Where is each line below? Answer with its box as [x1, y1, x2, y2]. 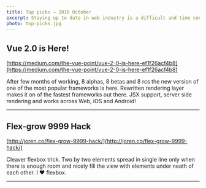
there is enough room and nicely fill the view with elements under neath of [6, 162, 194, 170]
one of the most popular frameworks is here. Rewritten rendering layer [6, 84, 185, 92]
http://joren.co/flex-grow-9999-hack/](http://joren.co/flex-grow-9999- [8, 138, 188, 144]
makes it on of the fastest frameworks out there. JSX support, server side [6, 91, 192, 98]
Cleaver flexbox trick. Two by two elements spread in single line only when [6, 156, 195, 163]
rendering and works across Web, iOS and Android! [6, 98, 136, 105]
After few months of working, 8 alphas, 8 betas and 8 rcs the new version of [6, 78, 199, 85]
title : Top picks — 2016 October [6, 9, 92, 15]
